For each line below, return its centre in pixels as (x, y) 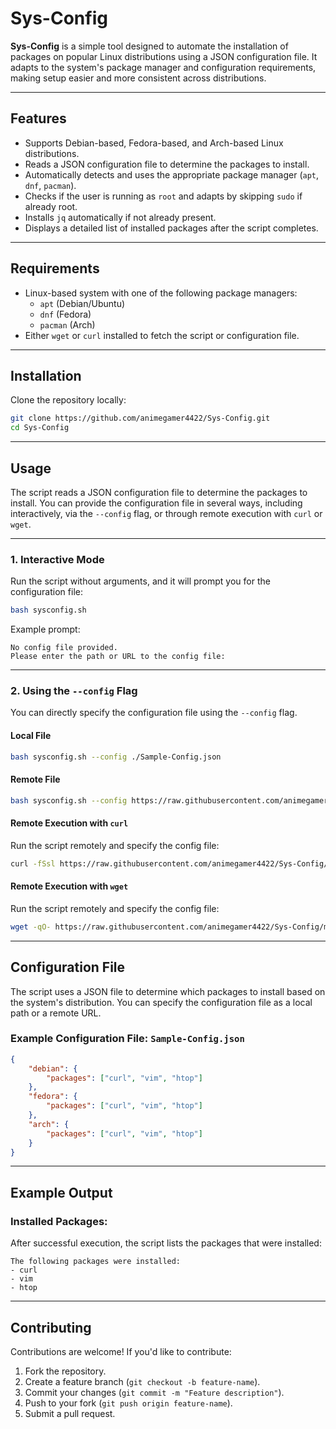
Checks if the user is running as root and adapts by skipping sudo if (163, 196)
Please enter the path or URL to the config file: (118, 657)
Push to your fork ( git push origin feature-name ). (128, 1403)
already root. (51, 206)
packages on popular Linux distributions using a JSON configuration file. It (164, 56)
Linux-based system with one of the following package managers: (161, 293)
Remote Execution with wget (69, 886)
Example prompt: (45, 629)
